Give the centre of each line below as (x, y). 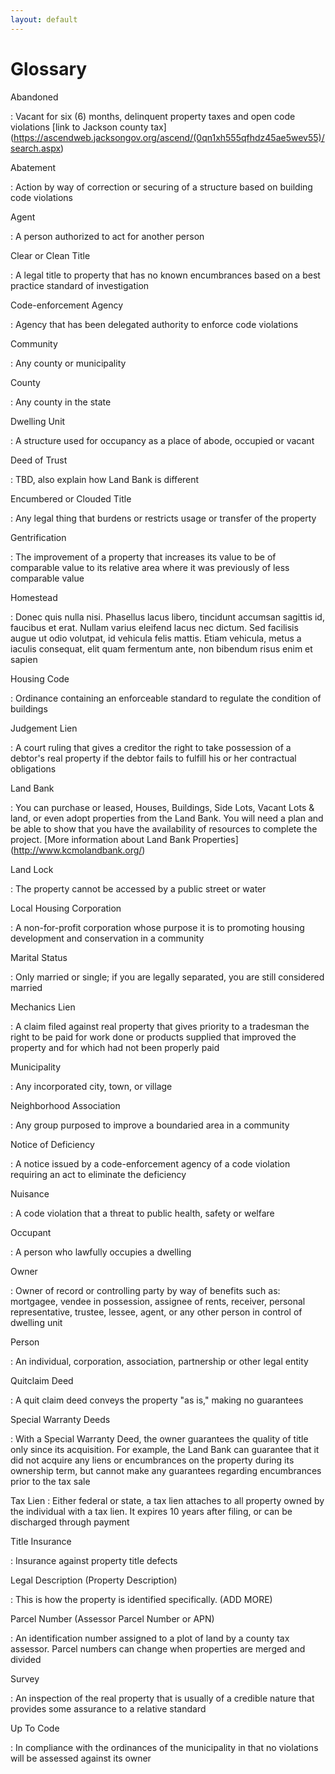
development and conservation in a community (107, 938)
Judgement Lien (44, 728)
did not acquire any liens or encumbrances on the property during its (152, 1460)
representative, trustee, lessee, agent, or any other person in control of (156, 1312)
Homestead (34, 597)
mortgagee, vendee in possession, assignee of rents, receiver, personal (158, 1301)
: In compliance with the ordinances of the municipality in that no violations (164, 1747)
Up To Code (35, 1728)
